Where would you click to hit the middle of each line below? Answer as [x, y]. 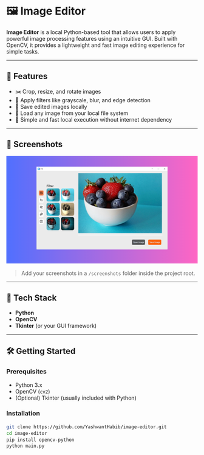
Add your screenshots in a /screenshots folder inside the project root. [108, 273]
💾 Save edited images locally [51, 106]
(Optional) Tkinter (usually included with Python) [76, 398]
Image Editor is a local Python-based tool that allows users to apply [91, 32]
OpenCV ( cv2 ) [32, 391]
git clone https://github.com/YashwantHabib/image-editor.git [87, 427]
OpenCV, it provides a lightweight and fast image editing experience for [96, 45]
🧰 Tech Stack [32, 298]
